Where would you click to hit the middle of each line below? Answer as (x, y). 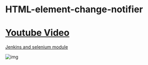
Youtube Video (38, 33)
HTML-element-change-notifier (74, 9)
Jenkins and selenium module (37, 47)
